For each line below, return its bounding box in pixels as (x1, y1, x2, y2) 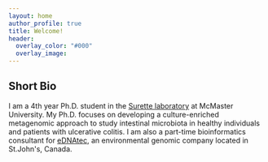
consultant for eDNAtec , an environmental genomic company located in (8, 135, 248, 145)
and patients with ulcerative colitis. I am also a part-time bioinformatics (8, 126, 246, 136)
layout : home (8, 11, 53, 20)
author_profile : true (8, 19, 82, 28)
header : (8, 34, 35, 43)
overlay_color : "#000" (15, 42, 93, 50)
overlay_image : (15, 49, 68, 58)
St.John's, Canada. (8, 143, 72, 154)
